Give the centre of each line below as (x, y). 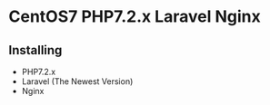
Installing (35, 50)
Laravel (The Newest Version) (77, 81)
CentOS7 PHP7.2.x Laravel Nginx (135, 17)
